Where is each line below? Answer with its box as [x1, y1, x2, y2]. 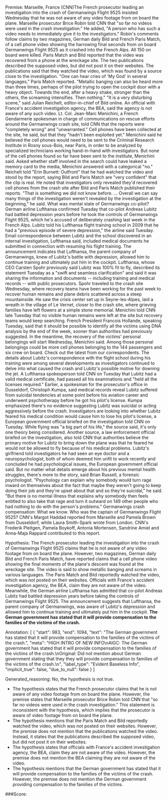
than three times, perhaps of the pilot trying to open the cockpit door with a [5, 84, 160, 89]
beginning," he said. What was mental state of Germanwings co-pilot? [5, 201, 149, 206]
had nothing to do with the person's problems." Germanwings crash [5, 503, 145, 509]
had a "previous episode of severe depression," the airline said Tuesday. [5, 227, 154, 233]
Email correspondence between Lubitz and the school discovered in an [5, 232, 151, 238]
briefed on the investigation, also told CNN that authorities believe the [5, 434, 149, 440]
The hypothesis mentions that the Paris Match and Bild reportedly [12, 717, 148, 723]
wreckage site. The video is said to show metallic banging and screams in [5, 566, 157, 572]
